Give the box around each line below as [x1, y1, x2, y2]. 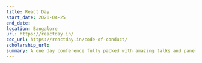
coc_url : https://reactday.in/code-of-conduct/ [6, 37, 128, 43]
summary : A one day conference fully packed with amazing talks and [6, 48, 182, 54]
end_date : [6, 20, 31, 26]
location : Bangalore [6, 25, 58, 32]
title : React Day [6, 8, 50, 15]
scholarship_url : [6, 43, 50, 49]
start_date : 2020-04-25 [6, 14, 66, 20]
